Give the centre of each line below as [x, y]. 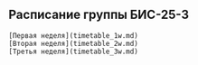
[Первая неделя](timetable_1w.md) [74, 35]
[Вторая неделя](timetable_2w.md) [74, 43]
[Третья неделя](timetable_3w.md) [74, 51]
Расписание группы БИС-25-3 [99, 15]
